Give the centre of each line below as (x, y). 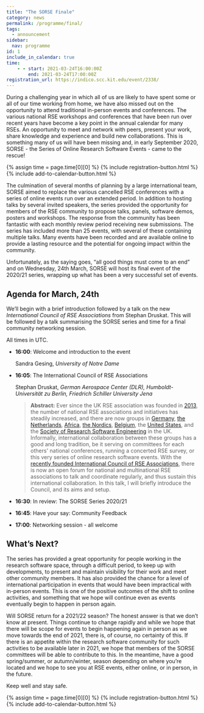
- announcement (31, 35)
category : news (26, 18)
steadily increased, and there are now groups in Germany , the (108, 418)
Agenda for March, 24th (53, 294)
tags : (13, 29)
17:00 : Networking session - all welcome (66, 525)
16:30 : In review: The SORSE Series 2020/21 (71, 501)
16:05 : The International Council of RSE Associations (81, 375)
